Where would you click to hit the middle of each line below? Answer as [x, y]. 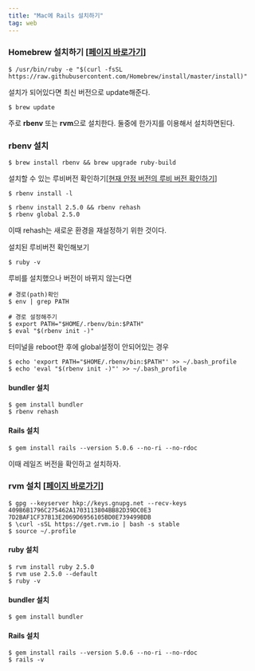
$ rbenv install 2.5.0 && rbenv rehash [75, 208]
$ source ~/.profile [43, 531]
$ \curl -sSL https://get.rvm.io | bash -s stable [94, 524]
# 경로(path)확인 [34, 295]
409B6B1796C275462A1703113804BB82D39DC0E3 [80, 510]
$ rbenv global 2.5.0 [44, 215]
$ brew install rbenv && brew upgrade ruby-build [92, 163]
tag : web [23, 23]
